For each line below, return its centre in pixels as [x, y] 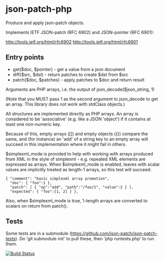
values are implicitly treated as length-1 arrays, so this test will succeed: [79, 169]
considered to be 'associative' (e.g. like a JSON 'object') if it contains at [78, 119]
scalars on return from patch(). [37, 206]
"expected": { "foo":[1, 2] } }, [44, 191]
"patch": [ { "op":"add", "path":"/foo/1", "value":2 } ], [72, 187]
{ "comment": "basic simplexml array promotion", [58, 179]
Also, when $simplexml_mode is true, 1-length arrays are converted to [77, 200]
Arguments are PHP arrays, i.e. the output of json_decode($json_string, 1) [80, 89]
